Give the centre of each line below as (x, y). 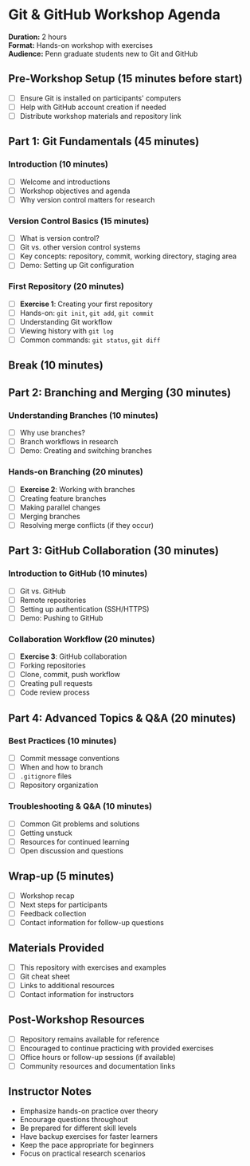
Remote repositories (53, 600)
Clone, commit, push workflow (70, 675)
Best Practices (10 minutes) (62, 741)
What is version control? (59, 238)
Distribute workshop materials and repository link (100, 116)
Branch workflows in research (69, 442)
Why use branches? (53, 433)
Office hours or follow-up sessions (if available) (98, 1057)
